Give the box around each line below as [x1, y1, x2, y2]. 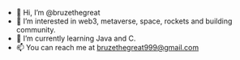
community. [15, 25, 56, 34]
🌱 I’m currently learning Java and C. [15, 33, 136, 43]
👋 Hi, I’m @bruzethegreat [15, 8, 101, 17]
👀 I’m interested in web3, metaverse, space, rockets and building [15, 16, 233, 26]
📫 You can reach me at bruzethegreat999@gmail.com [15, 43, 199, 52]
